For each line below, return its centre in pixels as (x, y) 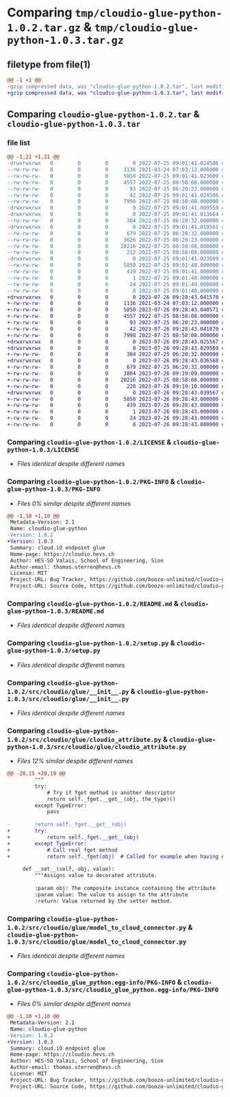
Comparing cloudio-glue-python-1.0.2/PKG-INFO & (91, 482)
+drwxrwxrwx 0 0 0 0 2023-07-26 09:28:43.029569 (113, 348)
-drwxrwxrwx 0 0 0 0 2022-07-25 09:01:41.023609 (113, 259)
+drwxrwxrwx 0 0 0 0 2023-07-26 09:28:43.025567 (113, 342)
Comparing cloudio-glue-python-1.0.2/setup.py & (91, 643)
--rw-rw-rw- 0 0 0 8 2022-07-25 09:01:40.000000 (113, 291)
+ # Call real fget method (62, 850)
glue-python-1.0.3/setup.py (54, 651)
